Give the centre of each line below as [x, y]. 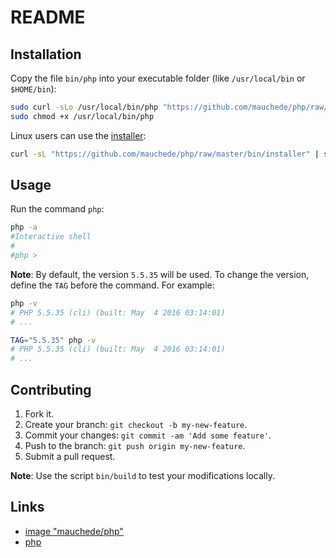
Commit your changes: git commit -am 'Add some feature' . [148, 435]
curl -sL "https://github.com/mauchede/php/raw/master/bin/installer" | [165, 154]
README [48, 17]
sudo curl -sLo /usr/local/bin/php [84, 107]
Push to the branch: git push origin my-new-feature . [135, 445]
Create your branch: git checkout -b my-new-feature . [136, 424]
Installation [46, 54]
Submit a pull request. [70, 456]
